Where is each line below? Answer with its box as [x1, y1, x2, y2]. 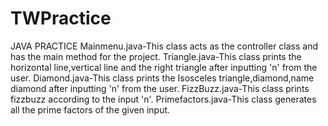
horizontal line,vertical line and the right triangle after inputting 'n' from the [10, 61, 318, 73]
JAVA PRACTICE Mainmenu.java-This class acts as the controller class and [10, 40, 319, 52]
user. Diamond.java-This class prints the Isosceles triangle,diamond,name [10, 72, 315, 84]
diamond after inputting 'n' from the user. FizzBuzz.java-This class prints [10, 82, 310, 94]
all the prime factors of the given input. [10, 103, 171, 116]
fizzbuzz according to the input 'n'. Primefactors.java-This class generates [10, 93, 317, 105]
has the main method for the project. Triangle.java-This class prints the [10, 50, 302, 62]
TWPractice [10, 7, 112, 30]
